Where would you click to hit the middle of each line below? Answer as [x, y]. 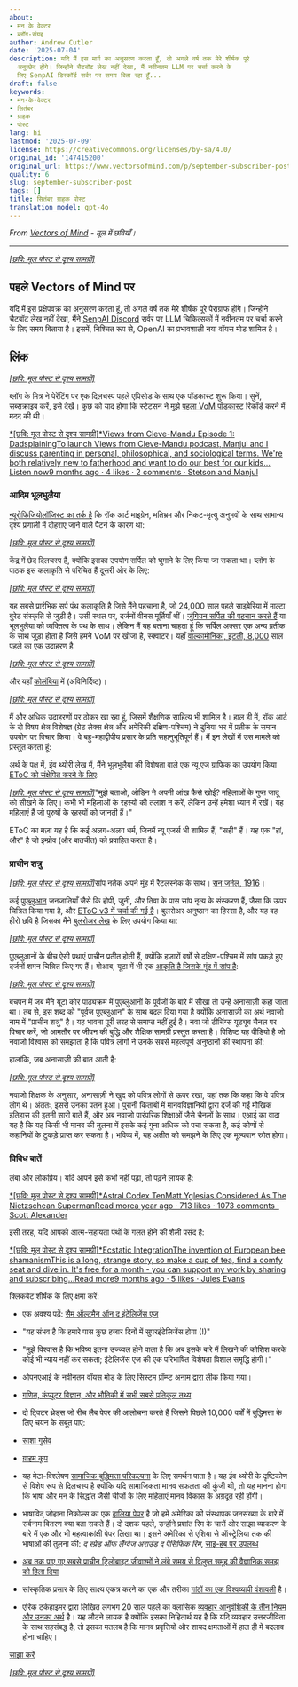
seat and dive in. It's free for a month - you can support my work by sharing [148, 1269]
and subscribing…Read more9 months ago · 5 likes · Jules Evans [127, 1279]
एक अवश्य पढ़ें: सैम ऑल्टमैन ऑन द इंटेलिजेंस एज [90, 1314]
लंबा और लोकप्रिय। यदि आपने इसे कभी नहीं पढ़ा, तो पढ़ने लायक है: [102, 1178]
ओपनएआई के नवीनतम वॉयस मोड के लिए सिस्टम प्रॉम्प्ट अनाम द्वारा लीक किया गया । [137, 1377]
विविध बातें [26, 1158]
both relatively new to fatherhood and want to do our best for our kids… [140, 463]
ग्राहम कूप [35, 1459]
